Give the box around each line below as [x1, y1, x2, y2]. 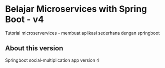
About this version [5, 44, 63, 52]
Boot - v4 [5, 14, 44, 25]
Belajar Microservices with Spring [5, 3, 147, 15]
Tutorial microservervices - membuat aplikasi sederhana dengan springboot [5, 30, 160, 36]
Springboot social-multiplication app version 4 [5, 57, 100, 63]
